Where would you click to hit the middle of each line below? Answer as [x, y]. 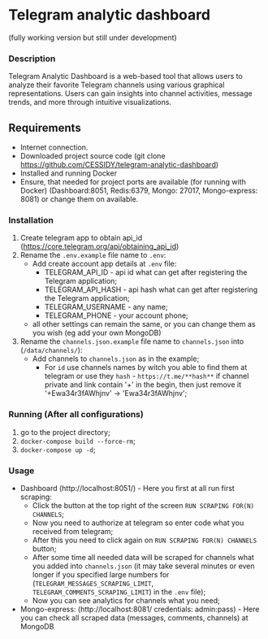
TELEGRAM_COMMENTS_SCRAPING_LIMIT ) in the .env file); [119, 592]
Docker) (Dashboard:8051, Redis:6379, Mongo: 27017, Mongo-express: [139, 191]
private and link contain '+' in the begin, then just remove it [143, 385]
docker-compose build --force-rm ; [78, 441]
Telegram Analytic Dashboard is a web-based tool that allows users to [126, 76]
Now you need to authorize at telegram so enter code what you [138, 523]
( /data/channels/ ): [51, 350]
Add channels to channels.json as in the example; [116, 359]
